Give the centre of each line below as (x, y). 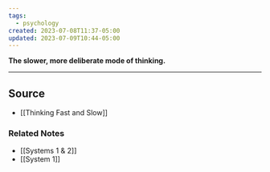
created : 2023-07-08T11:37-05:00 (64, 30)
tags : (17, 16)
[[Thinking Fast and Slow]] (64, 113)
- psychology (37, 23)
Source (27, 93)
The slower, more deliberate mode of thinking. (87, 61)
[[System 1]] (40, 159)
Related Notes (37, 133)
